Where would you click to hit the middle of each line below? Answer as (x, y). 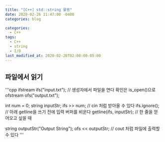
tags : (11, 37)
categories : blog (23, 19)
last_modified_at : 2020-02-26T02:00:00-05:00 (53, 56)
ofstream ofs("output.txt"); (32, 95)
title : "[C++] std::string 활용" (39, 10)
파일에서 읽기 (24, 77)
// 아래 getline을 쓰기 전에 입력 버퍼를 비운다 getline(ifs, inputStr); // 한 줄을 (79, 112)
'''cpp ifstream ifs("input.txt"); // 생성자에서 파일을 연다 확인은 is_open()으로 (81, 90)
